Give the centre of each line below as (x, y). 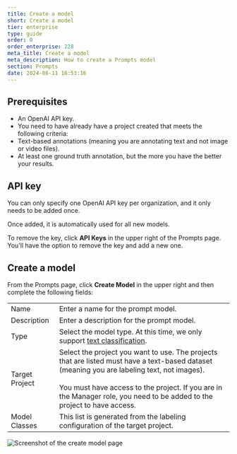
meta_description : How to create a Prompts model (82, 60)
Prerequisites (37, 101)
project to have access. (97, 405)
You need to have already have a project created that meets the (110, 126)
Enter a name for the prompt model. (118, 308)
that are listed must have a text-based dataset (136, 361)
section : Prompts (33, 66)
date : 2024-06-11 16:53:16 (47, 73)
